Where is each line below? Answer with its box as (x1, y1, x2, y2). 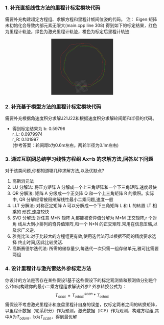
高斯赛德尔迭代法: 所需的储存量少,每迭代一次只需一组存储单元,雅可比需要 (12, 246, 159, 251)
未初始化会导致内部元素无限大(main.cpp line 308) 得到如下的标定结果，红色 (5, 23, 158, 28)
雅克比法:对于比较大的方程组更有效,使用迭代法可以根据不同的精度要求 (12, 233, 152, 239)
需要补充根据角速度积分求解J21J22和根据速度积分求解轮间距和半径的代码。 (5, 115, 157, 121)
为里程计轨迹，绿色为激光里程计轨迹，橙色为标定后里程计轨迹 (5, 28, 130, 35)
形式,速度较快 (22, 209, 49, 215)
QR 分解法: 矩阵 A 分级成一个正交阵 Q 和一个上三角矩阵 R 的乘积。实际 (12, 190, 154, 197)
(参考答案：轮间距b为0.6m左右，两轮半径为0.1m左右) (12, 142, 119, 148)
